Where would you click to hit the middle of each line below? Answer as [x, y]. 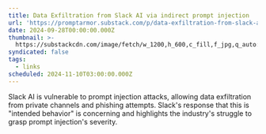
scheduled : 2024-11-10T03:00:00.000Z [70, 74]
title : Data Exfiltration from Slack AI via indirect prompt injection [129, 15]
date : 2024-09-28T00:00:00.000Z [61, 30]
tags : [17, 60]
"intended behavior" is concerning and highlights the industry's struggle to [130, 113]
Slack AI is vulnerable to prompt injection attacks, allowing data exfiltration [130, 96]
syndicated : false [38, 52]
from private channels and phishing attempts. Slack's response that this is [129, 105]
